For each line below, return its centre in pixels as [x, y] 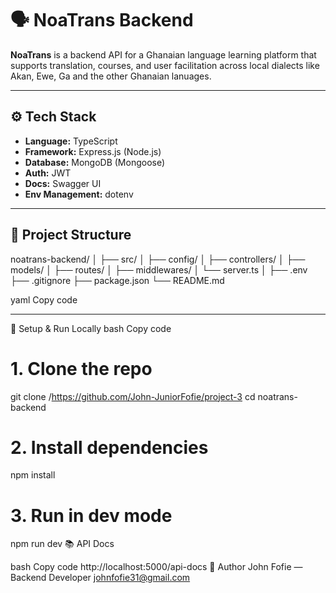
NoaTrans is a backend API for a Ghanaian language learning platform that [163, 54]
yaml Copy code [44, 299]
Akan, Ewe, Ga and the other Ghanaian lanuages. [111, 76]
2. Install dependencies [109, 447]
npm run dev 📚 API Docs [62, 544]
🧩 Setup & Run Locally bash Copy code [91, 328]
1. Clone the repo [81, 368]
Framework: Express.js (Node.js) [93, 151]
